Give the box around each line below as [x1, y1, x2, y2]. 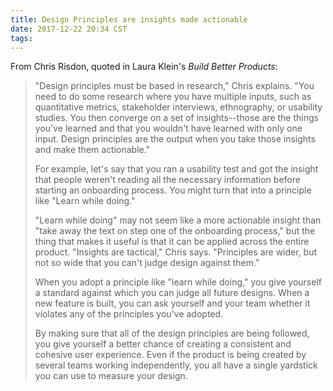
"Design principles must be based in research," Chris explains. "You [34, 80, 315, 92]
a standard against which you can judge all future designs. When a [34, 287, 310, 299]
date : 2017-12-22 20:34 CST [10, 24, 128, 34]
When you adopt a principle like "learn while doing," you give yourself [34, 276, 322, 288]
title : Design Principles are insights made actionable [10, 14, 248, 25]
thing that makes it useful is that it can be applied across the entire [34, 236, 310, 248]
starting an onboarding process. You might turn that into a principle [34, 184, 312, 196]
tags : [10, 33, 33, 43]
